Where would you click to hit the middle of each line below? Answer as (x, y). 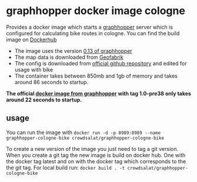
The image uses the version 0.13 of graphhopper (73, 50)
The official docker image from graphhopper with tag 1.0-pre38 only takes (98, 93)
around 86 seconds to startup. (51, 82)
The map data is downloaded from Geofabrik (69, 57)
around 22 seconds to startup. (44, 100)
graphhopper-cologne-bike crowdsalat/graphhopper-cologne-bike (85, 138)
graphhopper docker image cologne (96, 11)
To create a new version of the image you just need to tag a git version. (92, 149)
